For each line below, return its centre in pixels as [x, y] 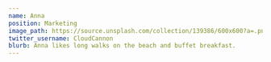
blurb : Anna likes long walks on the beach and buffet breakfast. [122, 46]
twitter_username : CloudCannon [61, 38]
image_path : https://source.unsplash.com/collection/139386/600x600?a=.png [138, 31]
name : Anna [27, 16]
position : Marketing [43, 23]
